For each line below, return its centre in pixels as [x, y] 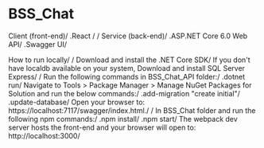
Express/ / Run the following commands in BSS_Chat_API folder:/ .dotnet [127, 76]
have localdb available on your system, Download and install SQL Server [126, 68]
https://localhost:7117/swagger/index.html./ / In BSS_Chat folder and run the [132, 110]
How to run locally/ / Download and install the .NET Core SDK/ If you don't [129, 60]
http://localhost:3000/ [45, 135]
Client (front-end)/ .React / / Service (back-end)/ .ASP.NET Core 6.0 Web [128, 36]
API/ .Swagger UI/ [38, 44]
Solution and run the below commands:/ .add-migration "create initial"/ [124, 93]
